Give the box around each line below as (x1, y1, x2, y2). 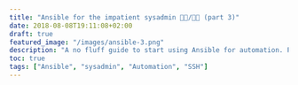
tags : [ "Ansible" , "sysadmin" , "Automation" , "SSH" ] (9, 63, 208, 72)
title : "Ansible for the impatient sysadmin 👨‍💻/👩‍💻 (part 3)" (9, 12, 240, 22)
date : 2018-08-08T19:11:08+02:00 (9, 21, 133, 30)
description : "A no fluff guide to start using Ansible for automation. (9, 46, 284, 55)
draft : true (9, 29, 53, 38)
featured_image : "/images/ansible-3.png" (9, 37, 165, 47)
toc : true (9, 54, 46, 63)
